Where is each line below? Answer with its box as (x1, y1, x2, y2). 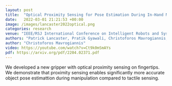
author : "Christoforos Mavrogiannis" (5, 41, 86, 46)
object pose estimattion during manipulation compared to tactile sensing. (5, 75, 160, 81)
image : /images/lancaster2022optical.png (5, 21, 95, 27)
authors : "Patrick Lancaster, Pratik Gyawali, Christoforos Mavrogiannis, (5, 36, 168, 41)
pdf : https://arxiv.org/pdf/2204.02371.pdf (5, 50, 100, 55)
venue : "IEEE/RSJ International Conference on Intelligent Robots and (5, 31, 159, 36)
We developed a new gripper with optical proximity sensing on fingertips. (5, 64, 160, 70)
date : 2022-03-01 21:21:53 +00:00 (5, 17, 83, 22)
